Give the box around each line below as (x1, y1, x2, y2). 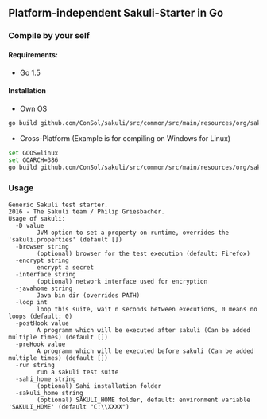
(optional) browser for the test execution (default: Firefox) (37, 249, 250, 257)
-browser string (15, 242, 69, 250)
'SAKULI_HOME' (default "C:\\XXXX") (8, 402, 130, 411)
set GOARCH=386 (8, 156, 59, 164)
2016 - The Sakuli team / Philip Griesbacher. (8, 207, 165, 216)
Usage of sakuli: (8, 214, 66, 222)
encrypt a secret (37, 263, 94, 272)
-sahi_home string (15, 374, 77, 383)
